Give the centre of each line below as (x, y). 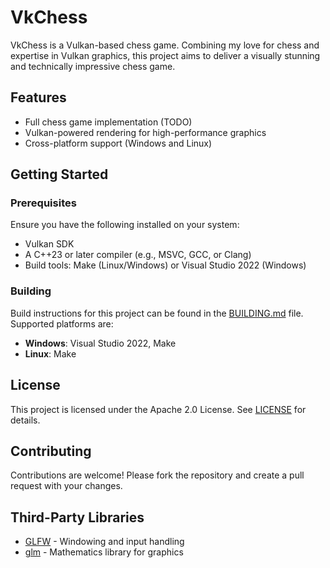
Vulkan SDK (49, 244)
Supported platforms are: (62, 323)
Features (38, 97)
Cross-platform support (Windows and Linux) (118, 143)
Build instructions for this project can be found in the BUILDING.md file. (157, 313)
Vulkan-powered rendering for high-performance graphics (145, 132)
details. (25, 420)
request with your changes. (66, 486)
